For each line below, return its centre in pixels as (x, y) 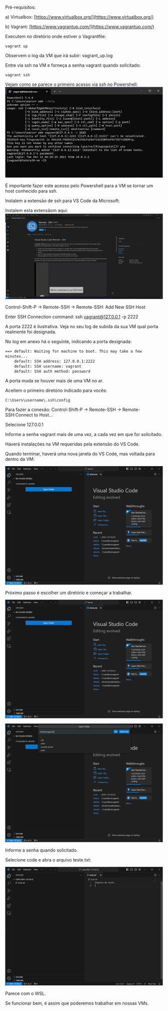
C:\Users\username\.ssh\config (38, 400)
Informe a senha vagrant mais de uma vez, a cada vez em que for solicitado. (84, 435)
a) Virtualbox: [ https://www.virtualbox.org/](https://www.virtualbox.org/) (79, 17)
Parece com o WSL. (25, 993)
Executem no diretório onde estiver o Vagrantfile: (56, 36)
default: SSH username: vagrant (48, 367)
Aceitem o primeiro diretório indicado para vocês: (56, 390)
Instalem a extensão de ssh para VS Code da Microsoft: (62, 201)
